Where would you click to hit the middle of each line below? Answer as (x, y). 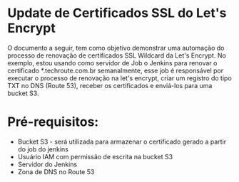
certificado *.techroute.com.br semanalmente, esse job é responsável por (116, 70)
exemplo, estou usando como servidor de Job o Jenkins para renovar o (112, 63)
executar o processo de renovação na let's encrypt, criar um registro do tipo (119, 78)
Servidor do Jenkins (47, 164)
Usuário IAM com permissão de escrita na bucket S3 (95, 156)
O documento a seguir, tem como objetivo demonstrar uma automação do (116, 48)
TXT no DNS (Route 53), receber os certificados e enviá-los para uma (110, 85)
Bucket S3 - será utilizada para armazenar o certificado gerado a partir (122, 141)
